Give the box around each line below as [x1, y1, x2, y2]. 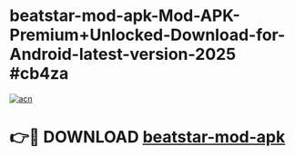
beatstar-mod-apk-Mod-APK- [9, 5, 241, 26]
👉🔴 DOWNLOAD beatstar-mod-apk [9, 127, 286, 148]
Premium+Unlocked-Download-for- [9, 24, 286, 45]
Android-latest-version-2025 [9, 44, 237, 64]
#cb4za [9, 63, 69, 84]
